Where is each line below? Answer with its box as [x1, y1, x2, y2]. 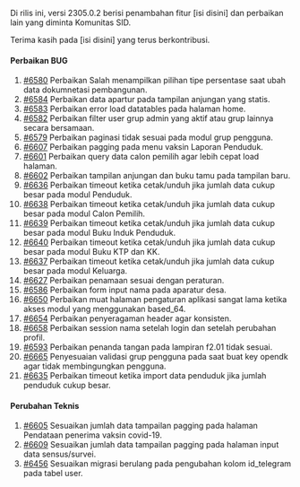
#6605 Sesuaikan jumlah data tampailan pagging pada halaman [22, 421, 259, 431]
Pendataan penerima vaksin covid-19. [22, 430, 162, 440]
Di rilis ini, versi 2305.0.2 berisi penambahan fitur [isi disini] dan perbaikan [10, 8, 284, 18]
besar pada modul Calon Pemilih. [22, 208, 146, 219]
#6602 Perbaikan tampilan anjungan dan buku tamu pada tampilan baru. [22, 170, 291, 181]
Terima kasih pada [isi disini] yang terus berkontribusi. [10, 35, 210, 45]
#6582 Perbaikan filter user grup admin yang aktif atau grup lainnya [22, 113, 274, 124]
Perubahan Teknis [10, 400, 80, 411]
